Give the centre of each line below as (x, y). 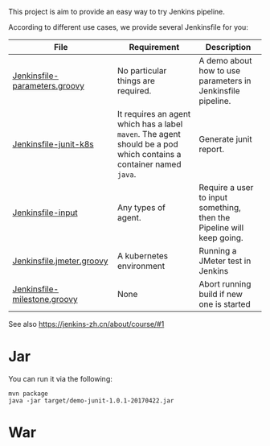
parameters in (225, 81)
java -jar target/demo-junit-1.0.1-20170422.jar (91, 401)
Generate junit (225, 139)
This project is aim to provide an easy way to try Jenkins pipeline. (117, 12)
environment (141, 266)
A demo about (225, 61)
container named (149, 164)
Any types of (141, 207)
